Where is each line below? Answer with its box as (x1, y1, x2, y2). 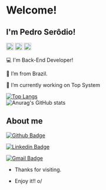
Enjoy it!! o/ (14, 177, 42, 184)
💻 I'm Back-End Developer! (6, 56, 74, 64)
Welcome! (6, 4, 57, 17)
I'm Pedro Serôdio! (6, 27, 76, 37)
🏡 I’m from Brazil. (6, 70, 48, 77)
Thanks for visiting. (14, 166, 62, 173)
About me (6, 116, 43, 126)
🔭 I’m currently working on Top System (6, 82, 101, 88)
